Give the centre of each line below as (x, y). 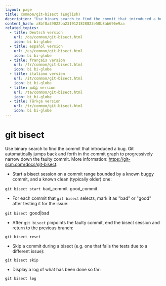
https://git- (120, 159)
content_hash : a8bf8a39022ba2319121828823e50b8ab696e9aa (65, 23)
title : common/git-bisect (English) (43, 14)
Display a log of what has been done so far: (57, 269)
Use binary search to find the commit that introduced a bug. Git (70, 148)
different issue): (28, 251)
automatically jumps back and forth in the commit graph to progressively (79, 154)
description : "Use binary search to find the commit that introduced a (80, 19)
